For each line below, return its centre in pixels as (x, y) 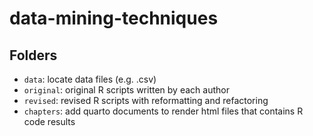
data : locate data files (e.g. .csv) (90, 79)
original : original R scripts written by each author (126, 90)
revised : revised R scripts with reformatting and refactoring (146, 100)
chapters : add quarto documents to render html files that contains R (163, 111)
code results (49, 121)
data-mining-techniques (114, 18)
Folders (33, 55)
